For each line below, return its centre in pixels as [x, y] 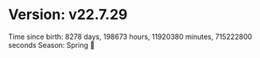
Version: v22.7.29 [68, 15]
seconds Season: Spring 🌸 [52, 44]
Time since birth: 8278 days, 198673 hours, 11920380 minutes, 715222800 [130, 37]
